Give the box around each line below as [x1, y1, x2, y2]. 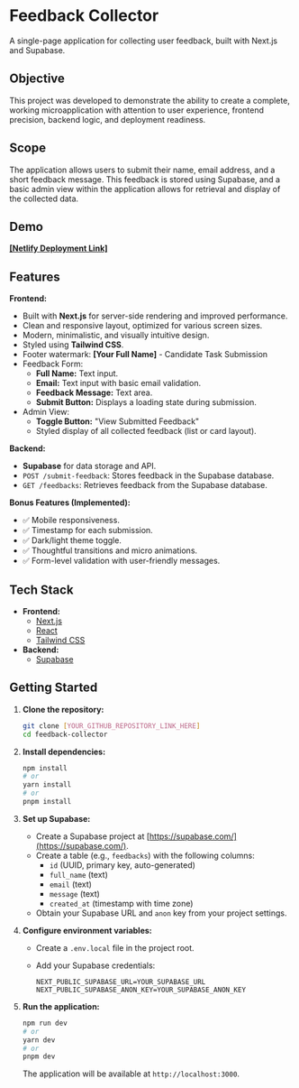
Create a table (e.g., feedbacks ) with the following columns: [35, 850, 255, 861]
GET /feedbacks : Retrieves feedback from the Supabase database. [22, 480, 267, 491]
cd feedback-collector [22, 730, 108, 739]
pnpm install [22, 798, 72, 807]
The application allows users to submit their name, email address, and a [9, 164, 276, 175]
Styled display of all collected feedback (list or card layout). [35, 426, 257, 437]
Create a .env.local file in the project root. [35, 942, 195, 953]
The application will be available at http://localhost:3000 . [22, 1068, 240, 1079]
